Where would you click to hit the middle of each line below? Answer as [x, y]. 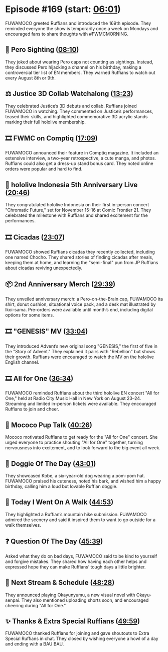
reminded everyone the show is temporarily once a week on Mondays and [82, 28]
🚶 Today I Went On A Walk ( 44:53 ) [59, 502]
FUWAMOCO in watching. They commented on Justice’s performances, [79, 111]
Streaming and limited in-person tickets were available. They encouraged [81, 404]
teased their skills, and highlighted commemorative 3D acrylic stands [76, 116]
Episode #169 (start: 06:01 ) [63, 9]
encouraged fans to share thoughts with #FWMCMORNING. [67, 34]
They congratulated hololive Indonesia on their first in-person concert [77, 205]
